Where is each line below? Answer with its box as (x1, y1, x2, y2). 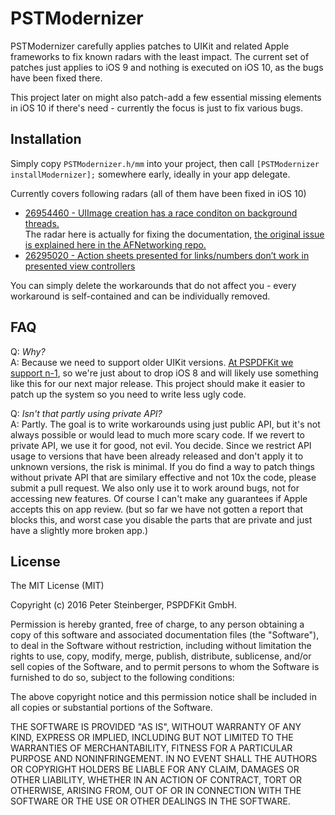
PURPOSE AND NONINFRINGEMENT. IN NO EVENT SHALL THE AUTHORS (10, 753, 318, 765)
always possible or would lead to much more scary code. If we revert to (10, 428, 306, 441)
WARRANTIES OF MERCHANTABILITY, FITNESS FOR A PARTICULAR (10, 742, 293, 754)
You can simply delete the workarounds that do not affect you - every (10, 279, 297, 291)
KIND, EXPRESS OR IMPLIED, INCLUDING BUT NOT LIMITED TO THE (10, 732, 294, 744)
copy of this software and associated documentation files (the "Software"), (10, 629, 320, 641)
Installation (10, 131, 82, 148)
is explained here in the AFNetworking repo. (24, 238, 207, 251)
